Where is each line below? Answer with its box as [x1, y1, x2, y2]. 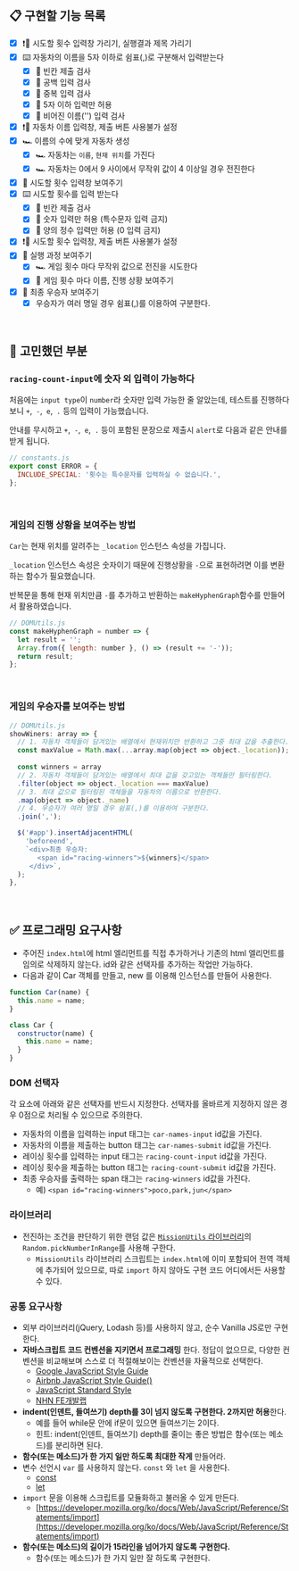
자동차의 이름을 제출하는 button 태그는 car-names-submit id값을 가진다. [21, 1140, 272, 1151]
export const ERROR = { [9, 462, 98, 471]
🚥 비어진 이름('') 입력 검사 [35, 111, 126, 121]
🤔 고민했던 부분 [9, 344, 87, 359]
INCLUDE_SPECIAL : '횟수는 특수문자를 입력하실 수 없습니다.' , [17, 470, 221, 479]
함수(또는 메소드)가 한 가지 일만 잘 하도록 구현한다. [35, 1552, 211, 1563]
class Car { [9, 1020, 54, 1029]
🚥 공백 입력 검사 [35, 77, 91, 87]
